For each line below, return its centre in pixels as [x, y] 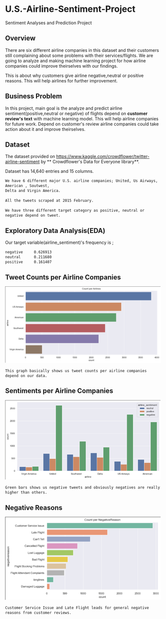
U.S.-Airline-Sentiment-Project [70, 9]
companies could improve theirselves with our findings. [62, 66]
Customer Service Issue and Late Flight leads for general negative [77, 608]
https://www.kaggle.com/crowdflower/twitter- [103, 156]
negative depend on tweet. [33, 216]
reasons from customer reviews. [38, 613]
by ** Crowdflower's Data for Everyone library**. [90, 162]
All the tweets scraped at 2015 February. [49, 201]
